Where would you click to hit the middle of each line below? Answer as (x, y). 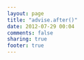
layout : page (26, 13)
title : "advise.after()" (42, 20)
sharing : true (27, 39)
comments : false (30, 33)
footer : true (26, 46)
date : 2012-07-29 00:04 (41, 26)
